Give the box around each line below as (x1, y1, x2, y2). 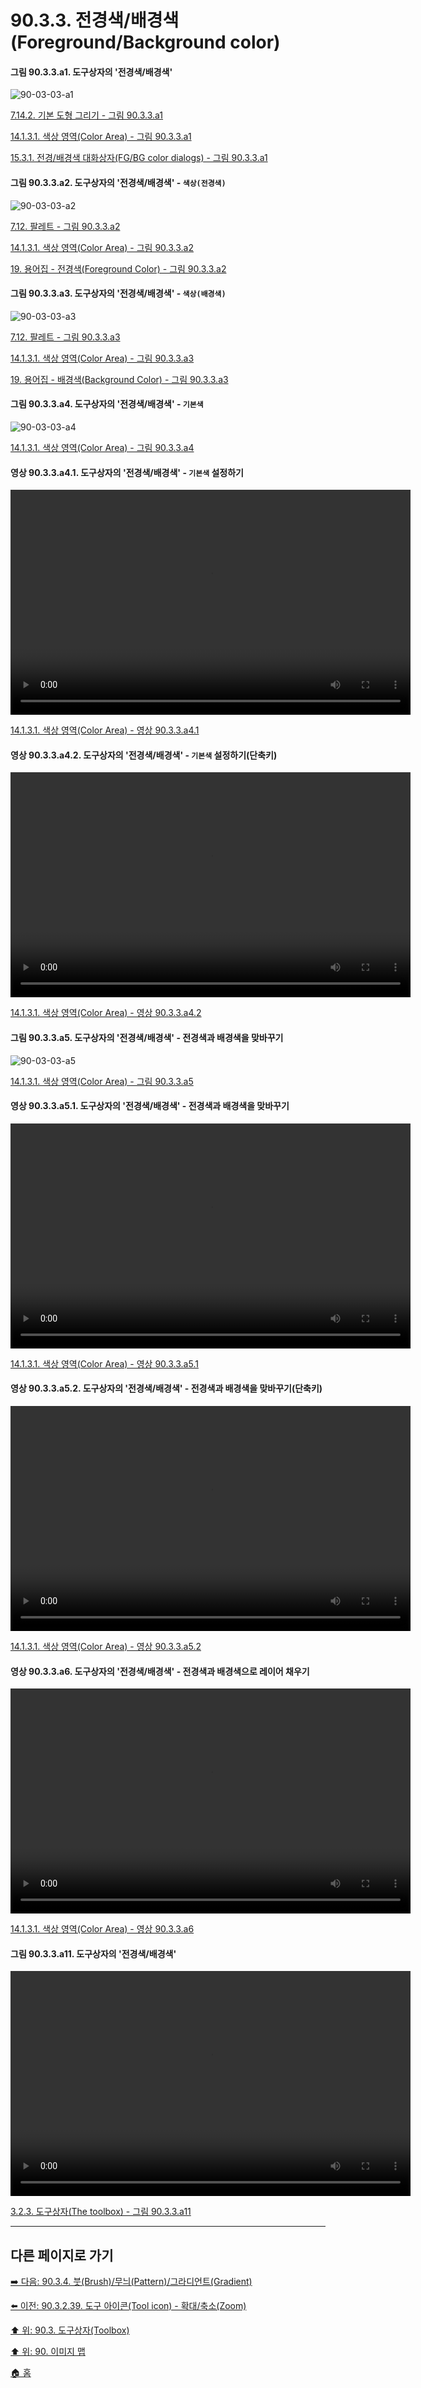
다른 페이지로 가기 (10, 2247, 114, 2264)
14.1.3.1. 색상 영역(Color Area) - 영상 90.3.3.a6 (10, 1923, 195, 1935)
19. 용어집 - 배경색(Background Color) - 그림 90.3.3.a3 (10, 373, 229, 385)
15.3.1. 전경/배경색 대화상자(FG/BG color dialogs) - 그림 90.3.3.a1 (10, 152, 268, 164)
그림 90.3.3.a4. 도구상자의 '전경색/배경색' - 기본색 (10, 398, 204, 410)
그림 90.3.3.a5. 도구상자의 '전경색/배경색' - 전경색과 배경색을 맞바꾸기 (10, 1032, 284, 1043)
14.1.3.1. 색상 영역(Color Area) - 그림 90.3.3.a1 (10, 131, 192, 143)
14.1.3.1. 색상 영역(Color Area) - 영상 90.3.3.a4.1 (10, 724, 200, 736)
